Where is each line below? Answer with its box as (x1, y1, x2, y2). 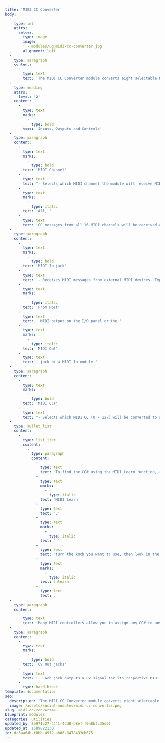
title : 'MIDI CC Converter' (5, 7, 63, 12)
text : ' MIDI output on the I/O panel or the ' (23, 319, 122, 323)
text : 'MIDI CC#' (23, 401, 58, 406)
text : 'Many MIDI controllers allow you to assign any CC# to (23, 621, 153, 626)
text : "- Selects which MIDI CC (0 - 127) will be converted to (23, 415, 157, 420)
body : (5, 12, 16, 17)
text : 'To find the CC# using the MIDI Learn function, (40, 470, 157, 475)
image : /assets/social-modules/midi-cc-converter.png (9, 703, 122, 708)
